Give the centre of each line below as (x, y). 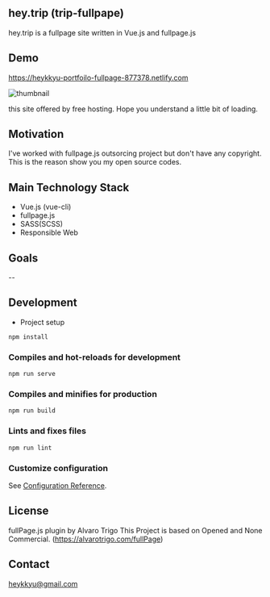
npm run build (32, 411)
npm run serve (32, 374)
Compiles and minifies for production (83, 395)
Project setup (42, 322)
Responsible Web (49, 232)
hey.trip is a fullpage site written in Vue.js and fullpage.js (102, 32)
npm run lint (30, 448)
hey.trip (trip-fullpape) (66, 13)
